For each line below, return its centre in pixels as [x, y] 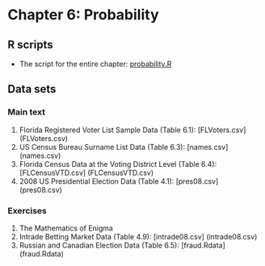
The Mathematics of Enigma [66, 228]
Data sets [32, 89]
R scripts [30, 45]
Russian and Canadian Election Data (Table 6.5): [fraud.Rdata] [122, 245]
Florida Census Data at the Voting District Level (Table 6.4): [118, 164]
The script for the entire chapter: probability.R [95, 64]
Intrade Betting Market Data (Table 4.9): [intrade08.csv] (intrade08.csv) [138, 236]
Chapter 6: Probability [83, 15]
